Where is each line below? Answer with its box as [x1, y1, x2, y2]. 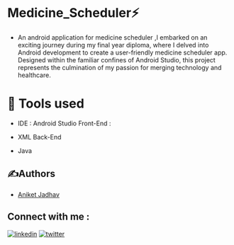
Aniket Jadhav [17, 190, 60, 198]
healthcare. [17, 71, 51, 79]
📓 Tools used [7, 96, 85, 112]
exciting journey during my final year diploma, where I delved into [17, 40, 209, 49]
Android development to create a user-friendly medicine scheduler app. [17, 48, 228, 57]
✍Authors [7, 168, 55, 180]
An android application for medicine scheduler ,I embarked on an [17, 33, 208, 42]
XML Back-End [17, 132, 62, 141]
